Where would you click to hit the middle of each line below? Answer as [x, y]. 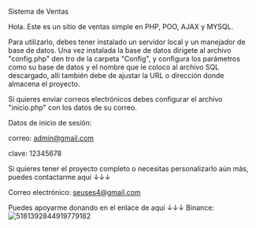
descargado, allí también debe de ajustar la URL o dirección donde [116, 75]
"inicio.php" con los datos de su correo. [73, 107]
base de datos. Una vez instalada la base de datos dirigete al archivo [120, 50]
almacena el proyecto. [44, 84]
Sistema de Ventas [39, 11]
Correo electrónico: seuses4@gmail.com [74, 192]
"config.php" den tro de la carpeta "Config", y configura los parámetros [124, 59]
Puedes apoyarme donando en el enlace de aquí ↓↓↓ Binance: [111, 207]
